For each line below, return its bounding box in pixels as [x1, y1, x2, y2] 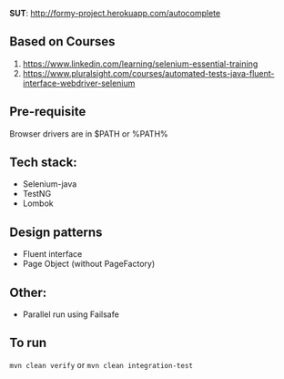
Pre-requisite [9, 104, 86, 119]
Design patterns [9, 224, 103, 240]
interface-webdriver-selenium [22, 77, 136, 88]
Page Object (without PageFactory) [22, 259, 156, 270]
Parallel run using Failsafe [22, 309, 120, 320]
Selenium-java [22, 179, 77, 189]
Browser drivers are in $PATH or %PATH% [9, 128, 168, 139]
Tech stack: [9, 155, 77, 170]
